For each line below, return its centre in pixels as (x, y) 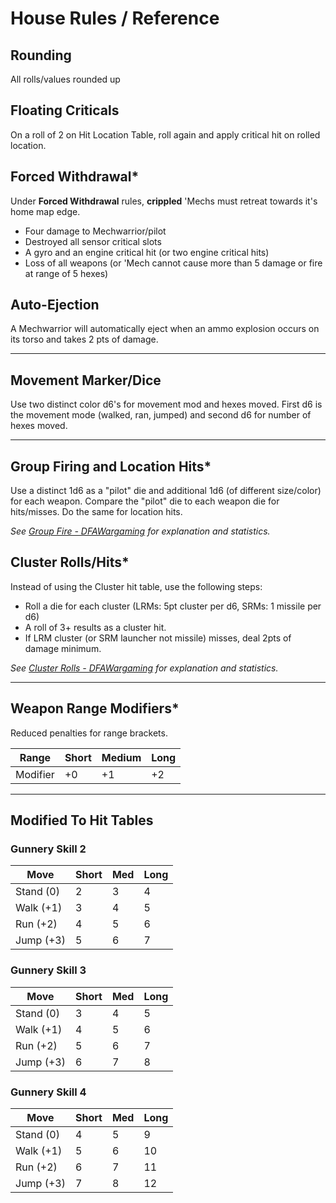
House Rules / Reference (115, 18)
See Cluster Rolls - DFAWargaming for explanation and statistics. (144, 668)
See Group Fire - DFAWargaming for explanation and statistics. (140, 531)
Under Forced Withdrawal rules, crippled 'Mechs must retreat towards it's (164, 201)
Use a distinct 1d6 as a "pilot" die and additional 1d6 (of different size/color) (166, 491)
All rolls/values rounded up (65, 79)
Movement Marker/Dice (86, 380)
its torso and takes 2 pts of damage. (84, 339)
